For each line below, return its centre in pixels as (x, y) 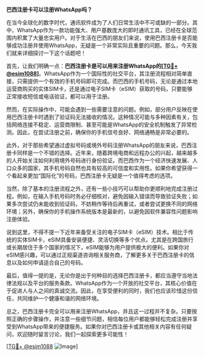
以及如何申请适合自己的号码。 (49, 262)
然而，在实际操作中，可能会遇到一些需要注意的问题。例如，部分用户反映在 (99, 109)
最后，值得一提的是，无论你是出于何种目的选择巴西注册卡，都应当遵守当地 (99, 276)
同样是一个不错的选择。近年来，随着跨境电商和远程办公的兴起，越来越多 (107, 153)
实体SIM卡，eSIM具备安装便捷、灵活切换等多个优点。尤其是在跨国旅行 (105, 240)
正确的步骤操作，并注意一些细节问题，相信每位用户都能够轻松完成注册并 (102, 319)
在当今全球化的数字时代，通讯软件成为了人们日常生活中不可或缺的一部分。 (99, 23)
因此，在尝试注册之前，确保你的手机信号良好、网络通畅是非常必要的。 (104, 132)
